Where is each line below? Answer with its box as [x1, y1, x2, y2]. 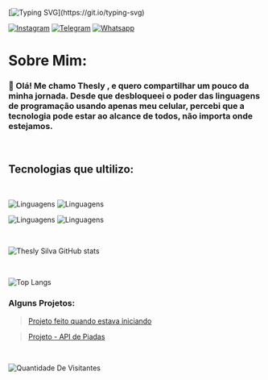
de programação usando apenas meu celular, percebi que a [8, 101, 245, 112]
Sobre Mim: [8, 52, 87, 70]
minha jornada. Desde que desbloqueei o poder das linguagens [8, 90, 260, 102]
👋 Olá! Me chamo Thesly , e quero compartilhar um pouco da [8, 81, 249, 92]
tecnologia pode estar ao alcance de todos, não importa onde [8, 111, 254, 122]
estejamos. [8, 121, 54, 132]
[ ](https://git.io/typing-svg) [8, 8, 145, 17]
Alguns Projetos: [8, 298, 75, 309]
